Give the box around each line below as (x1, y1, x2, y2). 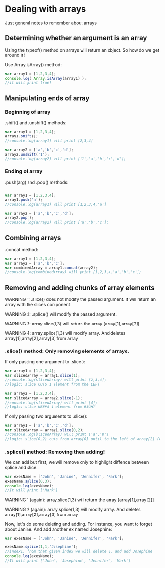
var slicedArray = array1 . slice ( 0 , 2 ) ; (5, 428, 84, 433)
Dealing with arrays (5, 3, 86, 15)
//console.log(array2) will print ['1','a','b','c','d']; (5, 156, 126, 162)
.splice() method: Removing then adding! (5, 448, 105, 455)
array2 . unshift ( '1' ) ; (5, 152, 50, 157)
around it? (5, 52, 26, 58)
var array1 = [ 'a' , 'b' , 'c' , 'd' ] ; (5, 423, 74, 428)
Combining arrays (5, 234, 61, 242)
